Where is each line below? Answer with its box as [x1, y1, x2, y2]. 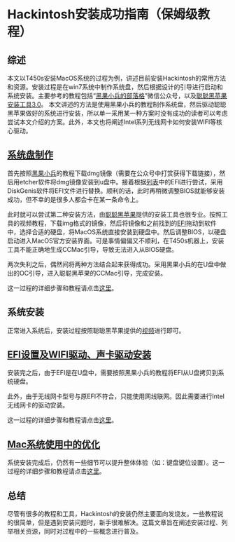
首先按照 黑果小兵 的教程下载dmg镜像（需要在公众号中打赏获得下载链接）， [7, 169, 220, 177]
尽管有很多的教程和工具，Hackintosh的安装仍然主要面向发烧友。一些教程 [7, 510, 218, 518]
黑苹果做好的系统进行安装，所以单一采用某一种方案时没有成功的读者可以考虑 [7, 109, 228, 117]
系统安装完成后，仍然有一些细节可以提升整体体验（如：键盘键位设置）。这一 [7, 459, 225, 467]
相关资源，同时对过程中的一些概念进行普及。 [13, 527, 142, 536]
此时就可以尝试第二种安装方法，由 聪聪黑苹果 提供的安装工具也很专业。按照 [7, 210, 222, 218]
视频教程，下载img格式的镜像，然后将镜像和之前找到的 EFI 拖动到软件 [19, 219, 217, 227]
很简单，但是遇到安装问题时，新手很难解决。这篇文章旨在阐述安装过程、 [13, 518, 222, 527]
